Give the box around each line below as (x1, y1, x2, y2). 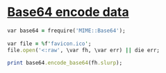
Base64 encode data (7, 4, 130, 20)
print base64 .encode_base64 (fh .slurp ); (7, 60, 123, 67)
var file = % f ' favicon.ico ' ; (7, 40, 92, 47)
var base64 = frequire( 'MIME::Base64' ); (7, 27, 126, 34)
